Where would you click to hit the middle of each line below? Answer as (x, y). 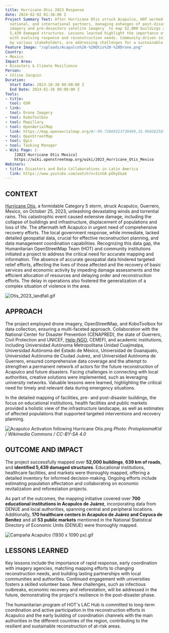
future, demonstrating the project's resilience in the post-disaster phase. (80, 595)
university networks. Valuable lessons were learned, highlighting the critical (83, 382)
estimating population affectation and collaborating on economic (72, 483)
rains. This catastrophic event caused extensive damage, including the (78, 217)
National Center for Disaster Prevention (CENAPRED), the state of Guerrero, (83, 334)
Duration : (16, 80)
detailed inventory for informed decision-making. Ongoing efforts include (81, 478)
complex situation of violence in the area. (48, 286)
